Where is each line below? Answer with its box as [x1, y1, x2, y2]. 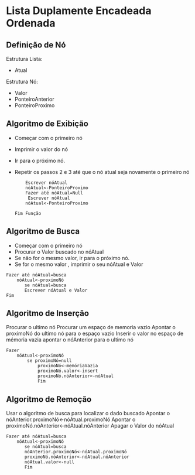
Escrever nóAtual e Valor [24, 287, 88, 293]
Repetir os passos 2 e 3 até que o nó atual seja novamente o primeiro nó [14, 168, 190, 175]
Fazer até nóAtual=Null [25, 190, 83, 196]
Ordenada [6, 16, 56, 30]
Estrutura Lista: [6, 56, 43, 62]
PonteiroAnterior [14, 95, 54, 102]
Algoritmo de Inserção [6, 309, 90, 319]
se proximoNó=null [27, 358, 72, 364]
